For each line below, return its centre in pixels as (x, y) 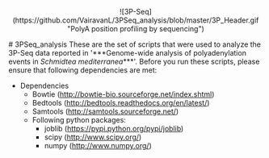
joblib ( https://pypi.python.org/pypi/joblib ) (114, 129)
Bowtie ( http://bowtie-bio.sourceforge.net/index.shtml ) (123, 94)
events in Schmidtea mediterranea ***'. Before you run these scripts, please (134, 61)
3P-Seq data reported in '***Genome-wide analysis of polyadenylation (127, 53)
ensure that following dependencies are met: (83, 70)
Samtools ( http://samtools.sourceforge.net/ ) (105, 111)
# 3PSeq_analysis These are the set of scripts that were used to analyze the (134, 44)
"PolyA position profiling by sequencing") (136, 29)
